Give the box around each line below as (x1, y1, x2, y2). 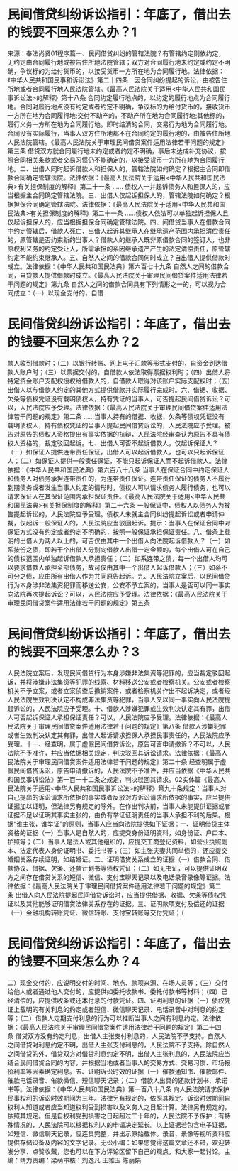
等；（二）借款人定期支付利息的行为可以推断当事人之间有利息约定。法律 (7, 1013, 215, 1023)
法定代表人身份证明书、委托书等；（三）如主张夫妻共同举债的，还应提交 (19, 846, 228, 854)
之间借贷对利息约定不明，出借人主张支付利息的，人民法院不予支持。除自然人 (7, 1040, 231, 1049)
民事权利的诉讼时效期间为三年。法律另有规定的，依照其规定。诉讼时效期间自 (7, 1094, 231, 1102)
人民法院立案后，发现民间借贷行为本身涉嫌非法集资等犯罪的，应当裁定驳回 (7, 668, 225, 677)
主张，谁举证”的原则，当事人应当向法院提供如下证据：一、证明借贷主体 (22, 819, 230, 828)
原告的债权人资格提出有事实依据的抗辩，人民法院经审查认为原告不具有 (19, 430, 225, 438)
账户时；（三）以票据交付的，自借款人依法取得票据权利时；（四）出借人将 (19, 367, 231, 376)
